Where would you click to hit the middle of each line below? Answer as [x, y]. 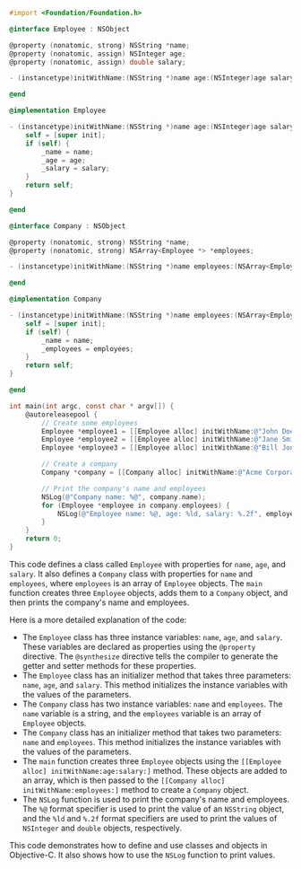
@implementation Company [56, 299]
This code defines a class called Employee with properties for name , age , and [148, 564]
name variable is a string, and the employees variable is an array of [142, 713]
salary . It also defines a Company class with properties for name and [131, 574]
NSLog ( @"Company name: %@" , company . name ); [124, 497]
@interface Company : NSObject [68, 226]
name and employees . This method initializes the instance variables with [151, 742]
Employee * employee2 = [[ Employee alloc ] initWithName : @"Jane [160, 440]
